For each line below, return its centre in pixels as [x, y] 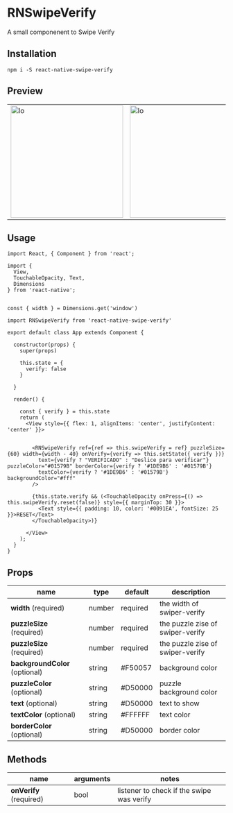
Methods [27, 759]
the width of [179, 604]
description [191, 592]
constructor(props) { [45, 345]
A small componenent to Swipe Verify [61, 32]
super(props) [38, 351]
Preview [25, 91]
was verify [135, 799]
